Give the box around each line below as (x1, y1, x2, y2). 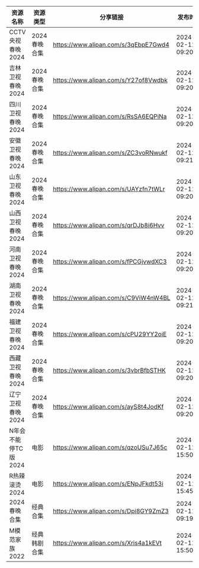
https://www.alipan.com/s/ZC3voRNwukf (53, 149, 168, 156)
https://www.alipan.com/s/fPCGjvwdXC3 (53, 258, 167, 265)
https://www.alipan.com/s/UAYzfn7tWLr (53, 185, 165, 193)
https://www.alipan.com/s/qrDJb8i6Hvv (53, 222, 165, 229)
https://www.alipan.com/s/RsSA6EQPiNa (53, 113, 167, 120)
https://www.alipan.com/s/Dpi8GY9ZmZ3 (53, 507, 169, 515)
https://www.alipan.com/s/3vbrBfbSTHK (53, 367, 166, 374)
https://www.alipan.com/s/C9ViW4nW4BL (53, 294, 171, 301)
